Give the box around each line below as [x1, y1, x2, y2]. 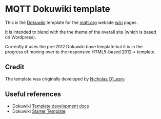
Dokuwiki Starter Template [12, 108, 66, 114]
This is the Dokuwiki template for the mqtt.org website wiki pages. [5, 20, 138, 25]
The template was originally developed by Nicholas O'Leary [5, 76, 125, 81]
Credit [5, 63, 24, 71]
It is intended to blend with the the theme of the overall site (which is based [5, 29, 156, 35]
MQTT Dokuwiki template [5, 3, 111, 15]
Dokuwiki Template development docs [12, 103, 89, 109]
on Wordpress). [5, 34, 37, 40]
